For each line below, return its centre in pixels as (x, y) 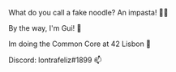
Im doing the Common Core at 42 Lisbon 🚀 (80, 44)
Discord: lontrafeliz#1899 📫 (55, 60)
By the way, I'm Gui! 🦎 (45, 28)
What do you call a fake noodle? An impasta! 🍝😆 (88, 13)
